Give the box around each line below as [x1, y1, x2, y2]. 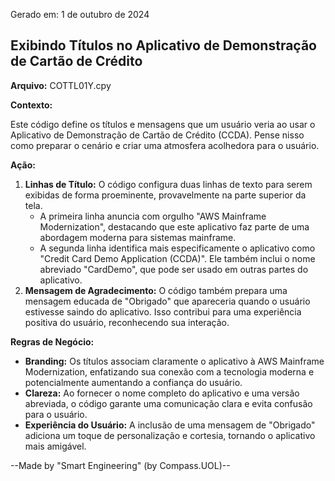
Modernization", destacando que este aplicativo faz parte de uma [39, 220, 310, 233]
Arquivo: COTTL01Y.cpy [10, 79, 112, 91]
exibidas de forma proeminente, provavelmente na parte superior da [24, 189, 307, 201]
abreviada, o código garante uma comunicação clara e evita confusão [24, 397, 313, 409]
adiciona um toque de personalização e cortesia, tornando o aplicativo [24, 429, 316, 441]
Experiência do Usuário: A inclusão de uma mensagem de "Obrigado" [24, 419, 316, 431]
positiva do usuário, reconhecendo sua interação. [24, 316, 230, 328]
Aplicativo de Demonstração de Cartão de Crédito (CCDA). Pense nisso [10, 129, 305, 141]
